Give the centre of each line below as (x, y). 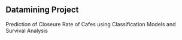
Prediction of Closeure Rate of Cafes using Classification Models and (91, 24)
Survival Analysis (27, 30)
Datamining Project (42, 10)
